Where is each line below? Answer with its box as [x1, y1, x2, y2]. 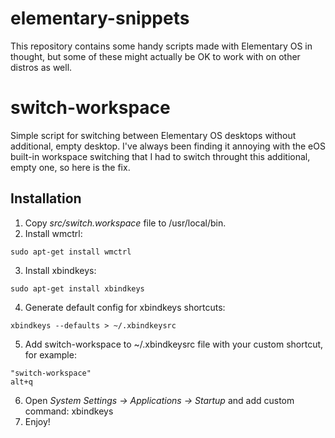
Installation [10, 190, 82, 207]
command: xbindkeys [24, 405, 114, 417]
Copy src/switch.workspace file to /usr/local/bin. [24, 217, 227, 229]
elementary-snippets [10, 7, 190, 30]
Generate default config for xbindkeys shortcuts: [24, 301, 226, 313]
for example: [24, 348, 77, 361]
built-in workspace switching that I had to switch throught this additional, [10, 150, 311, 162]
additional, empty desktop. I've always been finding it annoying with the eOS [10, 140, 326, 152]
